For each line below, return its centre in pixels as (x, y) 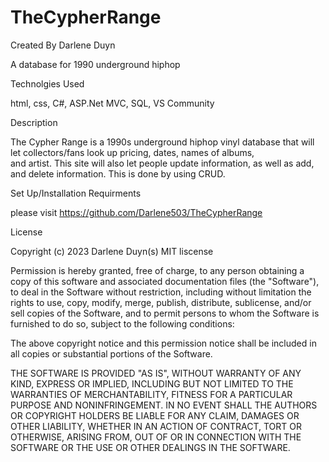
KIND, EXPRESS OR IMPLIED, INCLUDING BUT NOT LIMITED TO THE (152, 383)
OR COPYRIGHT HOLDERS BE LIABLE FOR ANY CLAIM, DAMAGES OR (155, 415)
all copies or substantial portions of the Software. (111, 353)
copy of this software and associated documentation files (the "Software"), (165, 281)
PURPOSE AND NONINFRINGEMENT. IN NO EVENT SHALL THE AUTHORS (164, 405)
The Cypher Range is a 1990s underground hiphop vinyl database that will (162, 142)
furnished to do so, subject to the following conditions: (122, 323)
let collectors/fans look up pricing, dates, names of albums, (132, 152)
